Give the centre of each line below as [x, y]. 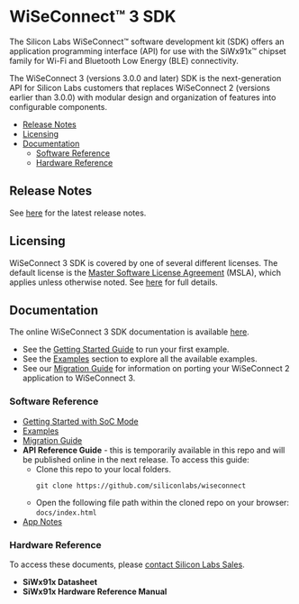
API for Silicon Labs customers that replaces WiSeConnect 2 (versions [140, 87]
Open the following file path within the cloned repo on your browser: [163, 502]
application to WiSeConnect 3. [79, 378]
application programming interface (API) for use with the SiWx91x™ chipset [148, 50]
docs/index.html [66, 512]
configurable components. [59, 106]
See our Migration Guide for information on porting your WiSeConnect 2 [156, 369]
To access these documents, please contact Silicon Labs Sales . [127, 564]
